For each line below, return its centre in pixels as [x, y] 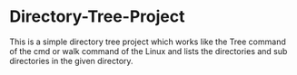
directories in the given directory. [71, 61]
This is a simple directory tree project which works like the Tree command [148, 42]
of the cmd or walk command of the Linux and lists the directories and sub [148, 51]
